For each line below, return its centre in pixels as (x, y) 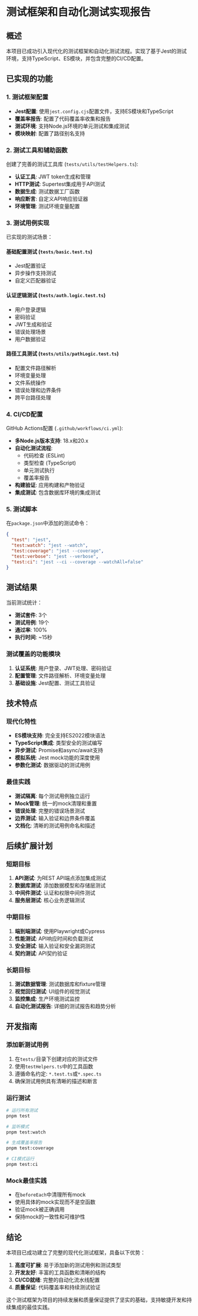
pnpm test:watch (26, 1132)
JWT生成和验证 (33, 324)
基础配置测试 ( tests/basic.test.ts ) (49, 251)
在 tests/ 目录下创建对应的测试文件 (56, 1059)
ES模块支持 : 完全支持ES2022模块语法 (60, 736)
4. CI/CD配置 (24, 414)
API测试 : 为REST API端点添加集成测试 (60, 878)
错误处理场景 (30, 332)
